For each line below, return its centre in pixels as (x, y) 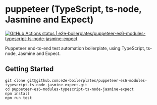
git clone (15, 80)
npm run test (19, 98)
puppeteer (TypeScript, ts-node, (74, 9)
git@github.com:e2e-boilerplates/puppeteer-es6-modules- (87, 80)
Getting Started (29, 69)
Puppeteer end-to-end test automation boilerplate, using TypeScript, (75, 48)
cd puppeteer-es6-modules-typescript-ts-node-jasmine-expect (70, 89)
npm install (17, 93)
